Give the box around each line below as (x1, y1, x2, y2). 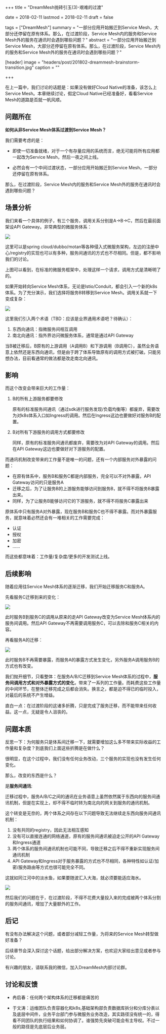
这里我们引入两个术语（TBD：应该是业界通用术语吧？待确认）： (5, 316, 133, 322)
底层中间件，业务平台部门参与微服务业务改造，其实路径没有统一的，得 (16, 1011, 160, 1017)
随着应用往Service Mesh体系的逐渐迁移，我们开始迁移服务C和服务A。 (5, 583, 148, 589)
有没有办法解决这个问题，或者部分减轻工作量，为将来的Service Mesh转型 (5, 931, 155, 937)
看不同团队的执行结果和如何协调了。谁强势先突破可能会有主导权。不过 (12, 1017, 156, 1023)
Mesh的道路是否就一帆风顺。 (5, 97, 64, 103)
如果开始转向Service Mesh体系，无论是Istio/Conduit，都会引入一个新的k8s (5, 283, 158, 289)
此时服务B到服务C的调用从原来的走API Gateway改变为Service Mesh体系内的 (5, 614, 161, 620)
